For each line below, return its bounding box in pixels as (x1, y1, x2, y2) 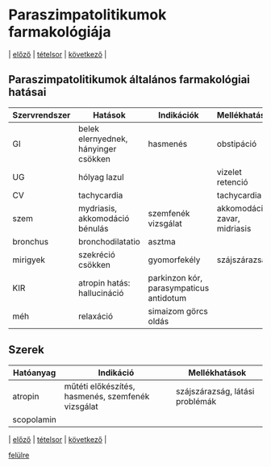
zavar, (216, 212, 240, 223)
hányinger (77, 143, 117, 154)
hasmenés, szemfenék (64, 390, 150, 402)
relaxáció (77, 311, 114, 322)
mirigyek (12, 254, 46, 265)
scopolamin (12, 414, 56, 425)
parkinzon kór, (148, 272, 203, 283)
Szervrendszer (12, 109, 71, 120)
